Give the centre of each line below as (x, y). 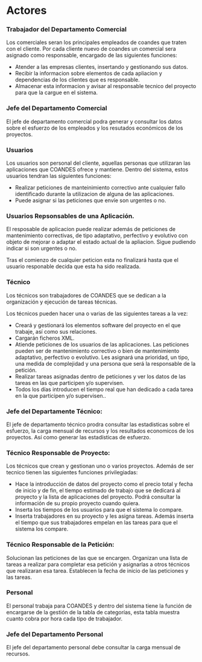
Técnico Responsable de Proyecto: (58, 453)
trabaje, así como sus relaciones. (56, 331)
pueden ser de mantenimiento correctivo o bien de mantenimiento (97, 351)
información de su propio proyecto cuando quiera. (77, 503)
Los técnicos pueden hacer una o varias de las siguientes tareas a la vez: (97, 313)
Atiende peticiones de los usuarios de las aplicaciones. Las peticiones (102, 344)
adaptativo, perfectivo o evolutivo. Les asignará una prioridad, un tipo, (102, 357)
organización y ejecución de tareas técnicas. (62, 302)
